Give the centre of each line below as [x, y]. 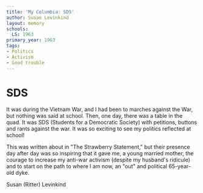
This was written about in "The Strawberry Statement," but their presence [98, 147]
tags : [13, 46]
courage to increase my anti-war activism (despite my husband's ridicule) [98, 160]
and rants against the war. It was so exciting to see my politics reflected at [99, 129]
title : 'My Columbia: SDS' [40, 12]
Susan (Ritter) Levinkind [36, 185]
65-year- [180, 166]
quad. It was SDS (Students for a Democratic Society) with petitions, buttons [102, 123]
